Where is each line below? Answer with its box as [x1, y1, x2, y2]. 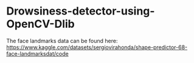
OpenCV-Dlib [6, 17, 75, 31]
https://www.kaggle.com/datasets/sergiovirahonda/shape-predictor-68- [6, 44, 187, 51]
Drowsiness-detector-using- [6, 4, 155, 18]
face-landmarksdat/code [6, 50, 69, 57]
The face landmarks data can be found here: [6, 37, 118, 44]
